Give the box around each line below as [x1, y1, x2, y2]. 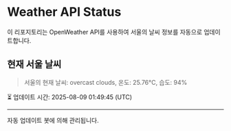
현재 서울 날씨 [7, 59, 62, 70]
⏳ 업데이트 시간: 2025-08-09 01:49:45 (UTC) [7, 92, 133, 101]
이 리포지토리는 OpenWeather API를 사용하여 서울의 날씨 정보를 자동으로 [7, 28, 203, 36]
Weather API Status [7, 4, 122, 20]
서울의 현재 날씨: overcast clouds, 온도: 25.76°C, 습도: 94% [23, 78, 188, 86]
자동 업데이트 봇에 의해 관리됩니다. [7, 116, 99, 124]
